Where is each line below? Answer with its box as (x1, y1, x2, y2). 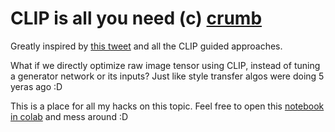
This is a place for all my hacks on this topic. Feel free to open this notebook (10, 100, 325, 112)
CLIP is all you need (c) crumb (10, 7, 263, 30)
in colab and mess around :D (10, 110, 129, 122)
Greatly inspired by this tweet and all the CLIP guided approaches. (10, 40, 283, 52)
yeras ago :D (10, 80, 63, 92)
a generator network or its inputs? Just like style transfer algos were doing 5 (10, 70, 325, 82)
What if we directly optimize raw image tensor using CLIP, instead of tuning (10, 59, 321, 71)
